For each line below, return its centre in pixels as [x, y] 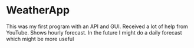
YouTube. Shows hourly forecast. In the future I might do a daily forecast [94, 32]
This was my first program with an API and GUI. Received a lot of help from [97, 26]
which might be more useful [40, 39]
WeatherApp [38, 10]
